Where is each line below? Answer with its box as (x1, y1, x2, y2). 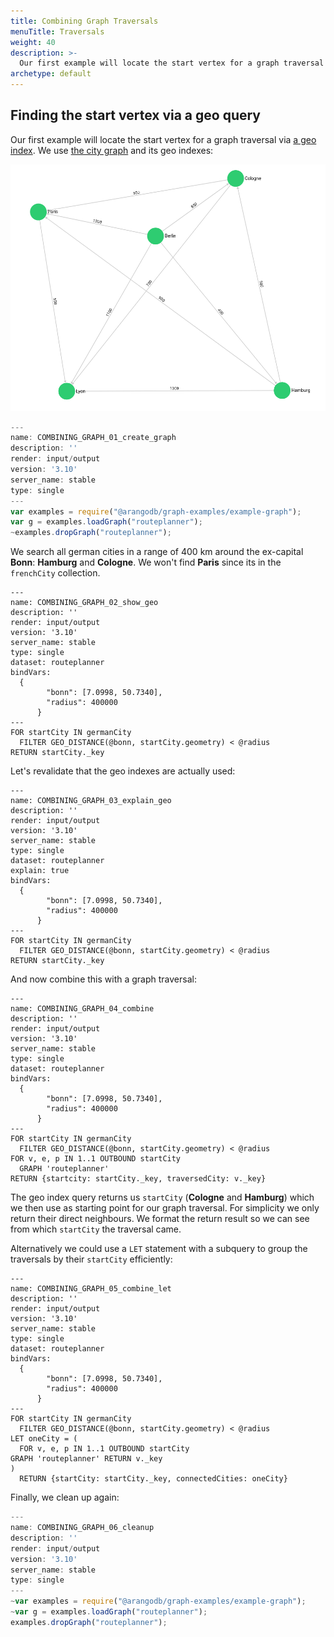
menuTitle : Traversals (10, 26, 105, 37)
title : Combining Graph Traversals (10, 16, 159, 26)
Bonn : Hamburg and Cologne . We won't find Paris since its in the (10, 556, 282, 569)
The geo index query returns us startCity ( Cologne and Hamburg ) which (10, 1191, 315, 1204)
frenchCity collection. (10, 567, 101, 579)
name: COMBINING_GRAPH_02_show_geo (10, 598, 159, 608)
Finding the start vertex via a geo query (10, 107, 262, 124)
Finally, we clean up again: (10, 1491, 120, 1504)
